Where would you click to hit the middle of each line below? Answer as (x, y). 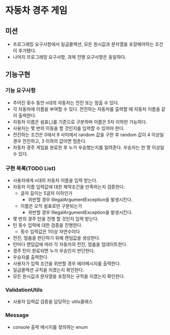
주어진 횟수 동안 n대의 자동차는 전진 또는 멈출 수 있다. (66, 102)
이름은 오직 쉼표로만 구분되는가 (51, 206)
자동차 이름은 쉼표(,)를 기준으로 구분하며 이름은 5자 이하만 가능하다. (80, 122)
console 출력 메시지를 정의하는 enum (50, 327)
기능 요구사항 (20, 91)
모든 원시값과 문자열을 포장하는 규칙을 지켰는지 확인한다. (69, 276)
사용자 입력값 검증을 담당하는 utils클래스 (53, 302)
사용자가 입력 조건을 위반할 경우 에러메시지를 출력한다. (67, 263)
